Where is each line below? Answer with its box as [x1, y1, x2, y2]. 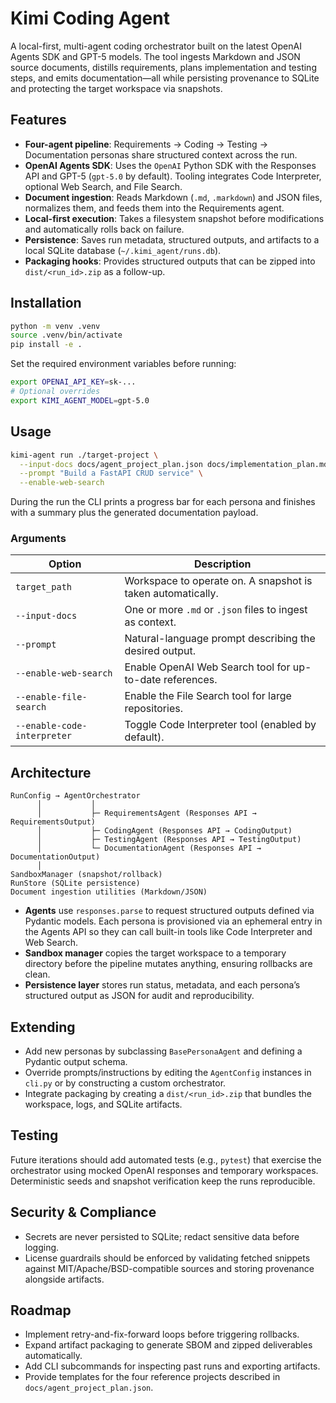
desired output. [124, 644, 197, 658]
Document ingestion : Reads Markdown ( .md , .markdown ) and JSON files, [24, 191, 323, 203]
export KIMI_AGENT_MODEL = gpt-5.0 [10, 395, 150, 406]
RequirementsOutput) [10, 817, 97, 827]
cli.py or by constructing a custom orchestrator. [24, 1077, 227, 1089]
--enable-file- [15, 692, 88, 703]
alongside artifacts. [24, 1273, 105, 1285]
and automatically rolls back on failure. [24, 223, 185, 235]
